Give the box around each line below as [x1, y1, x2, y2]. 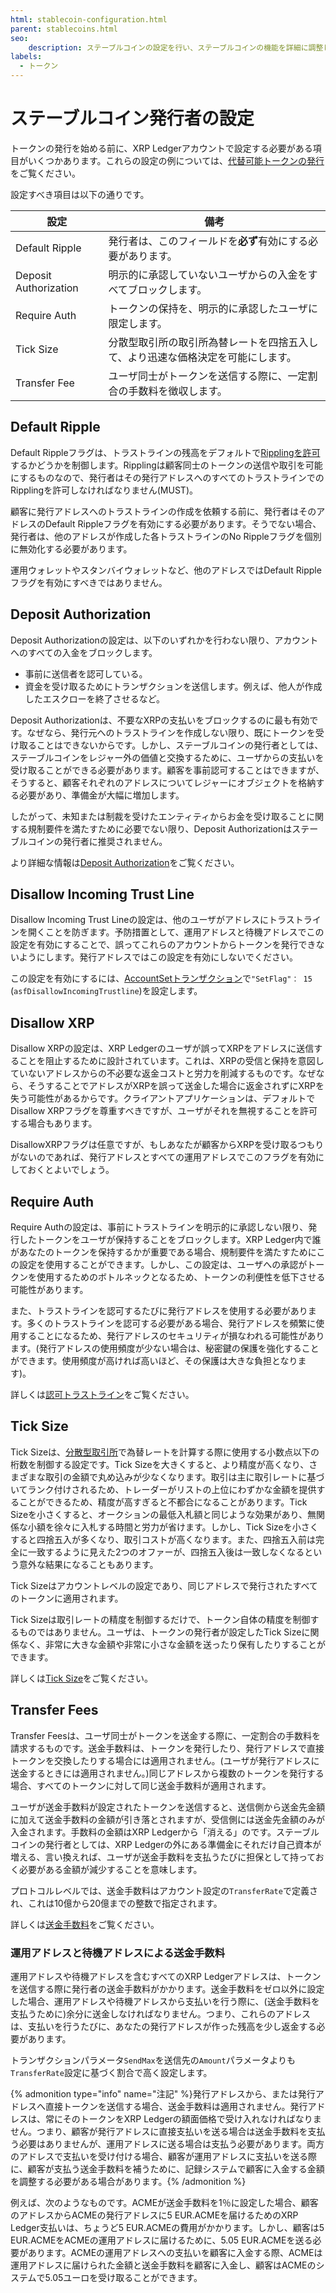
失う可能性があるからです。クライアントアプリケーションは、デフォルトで [10, 1092, 316, 1105]
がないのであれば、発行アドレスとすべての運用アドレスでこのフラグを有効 [10, 1151, 316, 1163]
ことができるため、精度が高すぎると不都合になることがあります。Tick [18, 1496, 308, 1508]
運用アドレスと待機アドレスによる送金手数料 [10, 1946, 226, 1960]
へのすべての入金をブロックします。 [10, 646, 158, 658]
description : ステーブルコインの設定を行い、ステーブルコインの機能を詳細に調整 [28, 42, 324, 53]
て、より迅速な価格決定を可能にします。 [108, 350, 297, 364]
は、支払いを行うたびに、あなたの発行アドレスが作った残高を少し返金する [10, 2020, 317, 2032]
